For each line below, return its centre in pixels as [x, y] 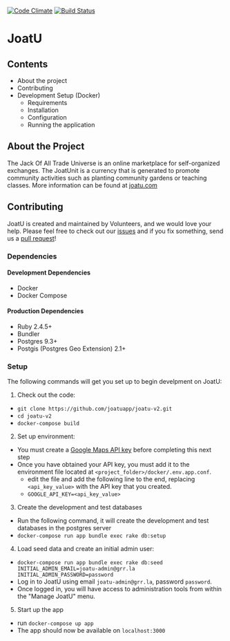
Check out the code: [46, 395]
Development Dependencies [49, 272]
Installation [43, 110]
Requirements [47, 103]
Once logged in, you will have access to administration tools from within [119, 589]
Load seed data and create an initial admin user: [85, 549]
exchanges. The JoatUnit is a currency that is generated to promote [104, 170]
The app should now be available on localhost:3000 [91, 631]
